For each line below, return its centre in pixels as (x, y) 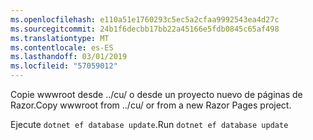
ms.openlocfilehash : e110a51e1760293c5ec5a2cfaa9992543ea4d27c (145, 19)
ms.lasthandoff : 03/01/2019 (69, 57)
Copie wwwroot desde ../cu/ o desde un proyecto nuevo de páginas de (156, 94)
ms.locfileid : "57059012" (64, 66)
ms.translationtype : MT (60, 38)
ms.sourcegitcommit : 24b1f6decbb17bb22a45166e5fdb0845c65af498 (145, 29)
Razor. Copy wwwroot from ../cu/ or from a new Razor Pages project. (151, 105)
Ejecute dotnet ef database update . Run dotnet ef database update (149, 124)
